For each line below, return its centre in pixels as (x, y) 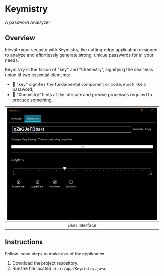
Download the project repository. (45, 263)
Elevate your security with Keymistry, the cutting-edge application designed (81, 49)
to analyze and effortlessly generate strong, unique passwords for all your (79, 55)
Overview (20, 38)
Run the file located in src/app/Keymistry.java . (59, 268)
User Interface (82, 225)
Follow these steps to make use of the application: (55, 254)
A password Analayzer (28, 22)
